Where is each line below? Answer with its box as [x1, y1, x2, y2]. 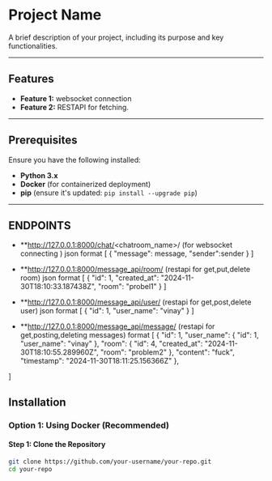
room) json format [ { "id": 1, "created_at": [19, 273, 159, 283]
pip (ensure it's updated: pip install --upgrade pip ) [19, 188, 198, 198]
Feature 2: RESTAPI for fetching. [19, 102, 130, 112]
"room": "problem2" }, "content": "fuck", [100, 347, 235, 357]
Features [8, 72, 54, 86]
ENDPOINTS [8, 219, 71, 232]
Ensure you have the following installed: [8, 155, 142, 164]
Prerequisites [8, 134, 78, 147]
